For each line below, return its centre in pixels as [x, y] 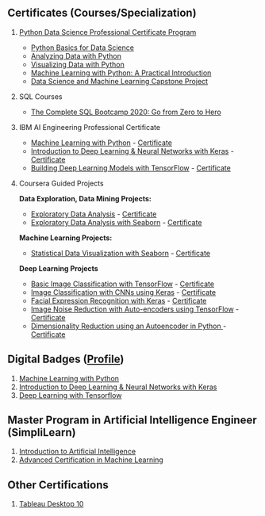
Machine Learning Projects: [65, 238]
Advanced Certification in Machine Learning [91, 460]
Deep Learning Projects [58, 268]
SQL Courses [40, 96]
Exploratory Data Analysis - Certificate [94, 214]
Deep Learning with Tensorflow [70, 395]
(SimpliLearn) [42, 432]
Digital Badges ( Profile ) [66, 359]
